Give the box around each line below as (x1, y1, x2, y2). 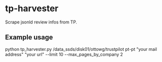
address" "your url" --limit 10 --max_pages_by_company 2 (5, 51, 123, 57)
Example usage (5, 33, 53, 41)
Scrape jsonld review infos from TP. (5, 19, 78, 25)
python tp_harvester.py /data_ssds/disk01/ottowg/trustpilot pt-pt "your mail (5, 46, 157, 52)
